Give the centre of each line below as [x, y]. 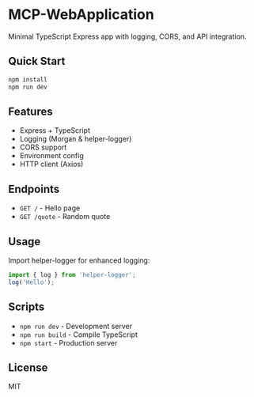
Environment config [52, 156]
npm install [28, 79]
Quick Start [37, 61]
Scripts [27, 307]
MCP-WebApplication [81, 15]
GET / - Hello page [50, 208]
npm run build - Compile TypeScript [79, 335]
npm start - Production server [68, 342]
